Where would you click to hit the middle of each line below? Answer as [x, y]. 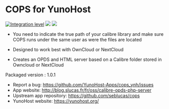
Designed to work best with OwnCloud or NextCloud [68, 49]
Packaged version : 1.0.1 [30, 75]
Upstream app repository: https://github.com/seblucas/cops [76, 95]
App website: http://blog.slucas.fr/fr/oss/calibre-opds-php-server [82, 90]
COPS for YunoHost [48, 9]
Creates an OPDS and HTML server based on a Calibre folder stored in [87, 59]
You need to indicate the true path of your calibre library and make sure [88, 34]
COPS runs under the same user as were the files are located [77, 39]
